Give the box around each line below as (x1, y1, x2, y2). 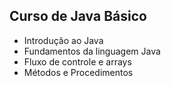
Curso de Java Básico (9, 8, 147, 25)
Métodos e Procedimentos (23, 66, 134, 78)
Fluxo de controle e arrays (23, 55, 132, 68)
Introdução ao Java (23, 34, 104, 46)
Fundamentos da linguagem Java (23, 45, 161, 57)
